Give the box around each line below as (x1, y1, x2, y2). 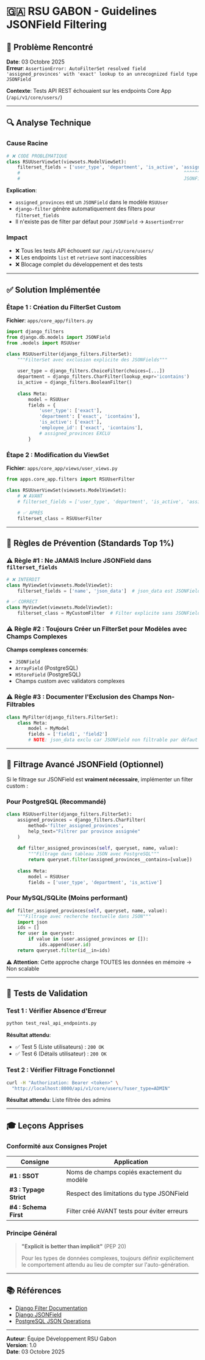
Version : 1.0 (6, 1342, 37, 1349)
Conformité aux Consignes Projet (6, 1141, 107, 1150)
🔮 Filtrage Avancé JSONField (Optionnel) (6, 759, 164, 770)
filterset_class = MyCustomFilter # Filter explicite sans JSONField (17, 610, 201, 617)
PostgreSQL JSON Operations (15, 1317, 91, 1325)
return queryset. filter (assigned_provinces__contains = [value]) (28, 856, 192, 863)
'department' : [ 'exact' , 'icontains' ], (38, 413, 140, 419)
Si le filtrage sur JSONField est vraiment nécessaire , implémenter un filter (6, 775, 193, 783)
